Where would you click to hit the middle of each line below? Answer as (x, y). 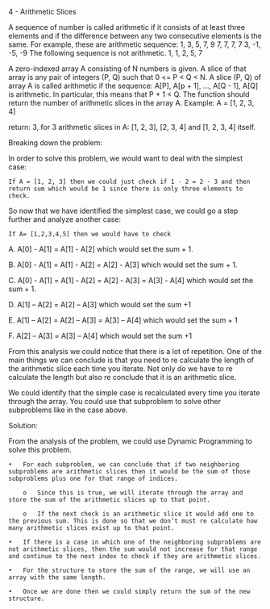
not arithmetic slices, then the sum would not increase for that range (133, 549)
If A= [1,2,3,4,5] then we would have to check (90, 234)
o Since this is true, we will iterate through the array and (133, 493)
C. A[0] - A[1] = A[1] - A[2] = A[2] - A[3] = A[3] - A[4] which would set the (131, 280)
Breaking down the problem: (55, 143)
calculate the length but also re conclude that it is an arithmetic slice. (123, 377)
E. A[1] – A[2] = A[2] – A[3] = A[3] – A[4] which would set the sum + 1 (123, 320)
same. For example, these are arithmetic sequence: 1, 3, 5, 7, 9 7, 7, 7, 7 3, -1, (135, 44)
